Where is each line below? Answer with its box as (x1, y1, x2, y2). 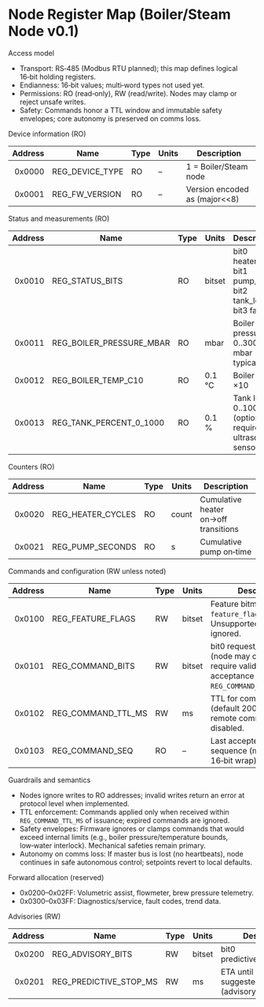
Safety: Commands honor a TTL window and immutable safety (19, 105, 222, 115)
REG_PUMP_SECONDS (52, 541, 137, 552)
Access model (8, 48, 55, 58)
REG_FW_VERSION (52, 188, 122, 199)
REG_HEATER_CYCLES (52, 508, 136, 519)
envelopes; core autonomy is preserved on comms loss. (19, 113, 202, 123)
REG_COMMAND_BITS (52, 660, 135, 671)
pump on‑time (200, 546, 252, 557)
